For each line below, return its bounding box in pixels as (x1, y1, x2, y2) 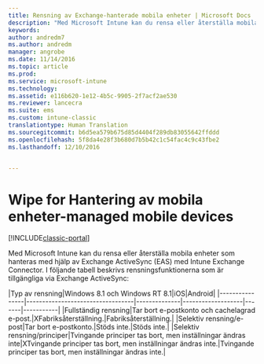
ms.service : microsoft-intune (8, 77, 108, 85)
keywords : (8, 26, 41, 34)
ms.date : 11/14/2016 (8, 56, 76, 64)
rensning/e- (205, 314, 244, 323)
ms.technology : (8, 84, 58, 93)
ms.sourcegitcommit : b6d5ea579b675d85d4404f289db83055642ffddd (8, 128, 220, 136)
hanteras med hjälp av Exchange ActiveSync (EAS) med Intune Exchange (8, 257, 245, 267)
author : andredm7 (8, 33, 65, 42)
